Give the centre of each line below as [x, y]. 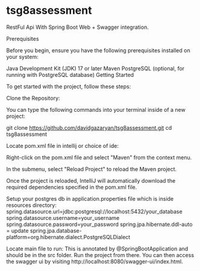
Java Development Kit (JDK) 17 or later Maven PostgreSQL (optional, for [95, 68]
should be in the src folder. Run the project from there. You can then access [100, 255]
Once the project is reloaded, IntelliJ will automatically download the [91, 180]
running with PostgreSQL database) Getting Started [70, 75]
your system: [23, 56]
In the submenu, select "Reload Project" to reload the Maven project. [92, 169]
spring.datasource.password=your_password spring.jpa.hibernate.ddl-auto [99, 224]
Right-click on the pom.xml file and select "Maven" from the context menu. [99, 157]
